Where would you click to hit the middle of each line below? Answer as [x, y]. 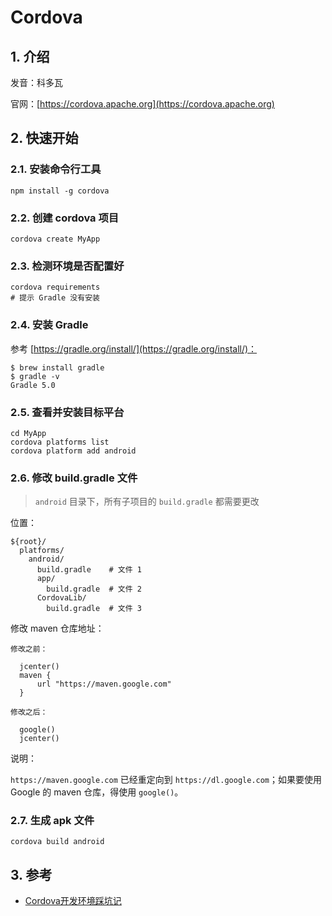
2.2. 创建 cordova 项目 [65, 218]
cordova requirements [55, 287]
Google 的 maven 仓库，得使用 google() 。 [97, 792]
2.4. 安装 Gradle [49, 325]
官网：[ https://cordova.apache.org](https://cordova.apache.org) [142, 104]
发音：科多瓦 [36, 82]
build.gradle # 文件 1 [89, 570]
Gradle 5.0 [33, 385]
